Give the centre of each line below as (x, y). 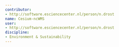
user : (10, 23)
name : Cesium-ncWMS (25, 19)
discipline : (17, 32)
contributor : (18, 10)
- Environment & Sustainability (38, 37)
